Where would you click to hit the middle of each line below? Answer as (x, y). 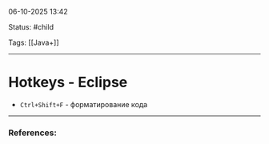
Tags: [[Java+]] (34, 42)
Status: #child (31, 27)
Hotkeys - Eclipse (68, 82)
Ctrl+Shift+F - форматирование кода (84, 104)
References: (33, 133)
